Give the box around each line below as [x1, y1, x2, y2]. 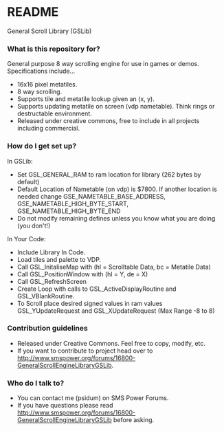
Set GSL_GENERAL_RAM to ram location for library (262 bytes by [16, 170, 201, 179]
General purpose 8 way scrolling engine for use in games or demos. [7, 60, 199, 68]
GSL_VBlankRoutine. [16, 291, 75, 300]
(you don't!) [16, 221, 51, 230]
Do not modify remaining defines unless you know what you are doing [16, 214, 216, 222]
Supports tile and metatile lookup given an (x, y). [16, 95, 155, 103]
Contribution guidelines [7, 324, 88, 333]
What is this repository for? [7, 44, 101, 54]
